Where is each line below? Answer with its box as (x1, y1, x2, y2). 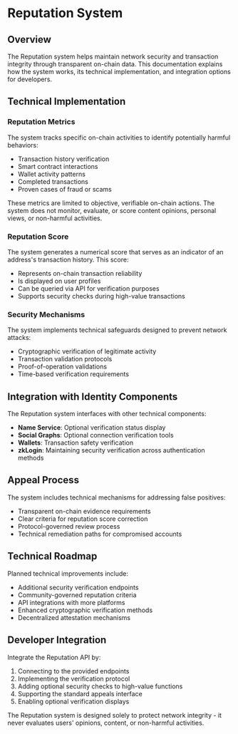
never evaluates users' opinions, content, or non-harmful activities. (7, 718, 205, 727)
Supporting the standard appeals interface (17, 689, 143, 698)
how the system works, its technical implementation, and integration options (7, 68, 232, 76)
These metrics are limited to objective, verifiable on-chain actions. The (7, 198, 215, 207)
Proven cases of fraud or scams (17, 185, 112, 193)
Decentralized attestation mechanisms (17, 613, 130, 621)
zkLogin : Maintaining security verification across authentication (17, 446, 205, 455)
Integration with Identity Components (7, 391, 178, 403)
